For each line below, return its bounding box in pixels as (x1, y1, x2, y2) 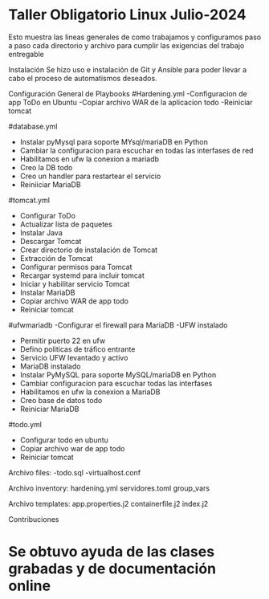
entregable (8, 49, 44, 59)
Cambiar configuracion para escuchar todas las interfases (19, 378, 213, 388)
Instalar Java (19, 227, 63, 238)
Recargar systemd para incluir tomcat (19, 271, 145, 280)
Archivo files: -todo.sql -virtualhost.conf (8, 467, 141, 477)
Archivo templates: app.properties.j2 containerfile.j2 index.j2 (8, 499, 209, 508)
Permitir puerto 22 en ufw (19, 336, 106, 345)
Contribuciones (8, 514, 59, 524)
